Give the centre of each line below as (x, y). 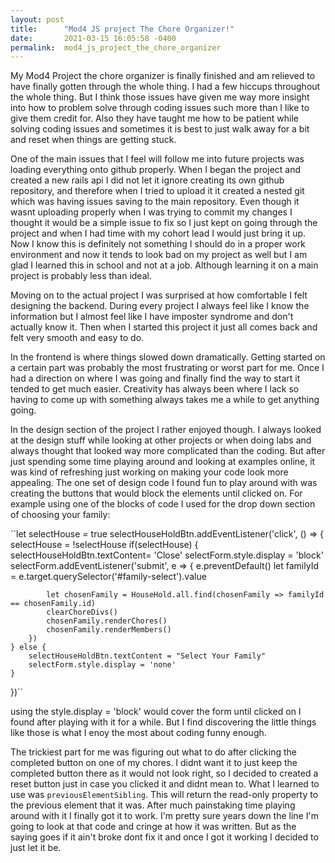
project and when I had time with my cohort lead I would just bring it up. (158, 233)
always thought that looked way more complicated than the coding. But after (168, 451)
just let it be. (36, 848)
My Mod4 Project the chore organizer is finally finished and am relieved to (163, 76)
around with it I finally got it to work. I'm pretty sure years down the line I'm (164, 816)
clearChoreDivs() (82, 612)
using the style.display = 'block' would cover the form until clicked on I (156, 712)
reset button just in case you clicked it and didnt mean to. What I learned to (165, 784)
